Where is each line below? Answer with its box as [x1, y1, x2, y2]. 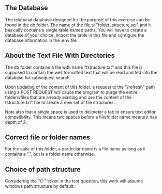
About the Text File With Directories [5, 51, 115, 60]
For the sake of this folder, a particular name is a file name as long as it [5, 146, 146, 152]
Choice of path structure [5, 165, 81, 174]
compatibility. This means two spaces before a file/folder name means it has [5, 114, 157, 120]
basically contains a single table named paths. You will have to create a [5, 27, 147, 33]
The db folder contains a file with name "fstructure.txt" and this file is [5, 64, 143, 70]
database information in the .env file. [5, 37, 78, 43]
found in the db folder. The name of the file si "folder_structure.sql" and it [5, 22, 151, 28]
